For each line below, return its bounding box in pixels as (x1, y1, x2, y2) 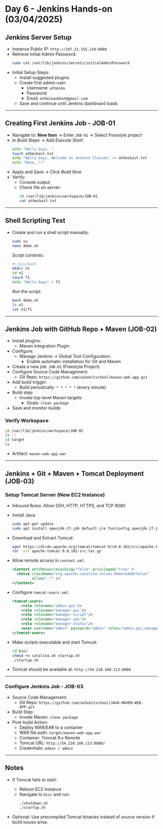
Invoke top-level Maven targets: (19, 395, 83, 401)
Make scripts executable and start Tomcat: (12, 639, 98, 645)
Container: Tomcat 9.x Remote (19, 735, 81, 740)
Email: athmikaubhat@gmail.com (26, 95, 88, 101)
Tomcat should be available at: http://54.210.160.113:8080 (12, 666, 131, 672)
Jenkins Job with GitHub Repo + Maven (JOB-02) (5, 325, 157, 333)
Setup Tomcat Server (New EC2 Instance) (5, 492, 105, 498)
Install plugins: (12, 338, 41, 344)
